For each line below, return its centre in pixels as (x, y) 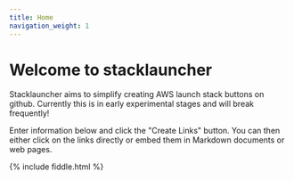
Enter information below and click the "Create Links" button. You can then (145, 131)
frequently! (29, 113)
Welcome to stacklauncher (110, 70)
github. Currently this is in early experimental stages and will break (131, 104)
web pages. (31, 150)
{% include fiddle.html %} (57, 167)
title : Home (31, 17)
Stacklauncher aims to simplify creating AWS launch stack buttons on (137, 94)
